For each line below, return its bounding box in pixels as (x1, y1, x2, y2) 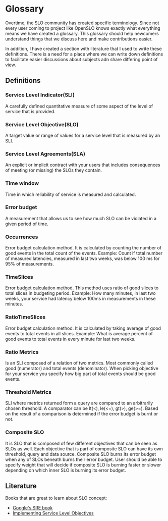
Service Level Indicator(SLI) (5, 91, 75, 98)
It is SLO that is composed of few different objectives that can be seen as (5, 440, 157, 446)
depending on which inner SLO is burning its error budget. (5, 467, 126, 473)
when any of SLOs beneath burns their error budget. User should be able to (5, 456, 162, 462)
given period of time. (5, 221, 49, 227)
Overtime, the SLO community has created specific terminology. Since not (5, 20, 159, 26)
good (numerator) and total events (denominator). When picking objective (5, 366, 159, 371)
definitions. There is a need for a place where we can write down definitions (5, 51, 163, 57)
